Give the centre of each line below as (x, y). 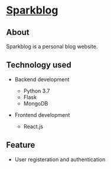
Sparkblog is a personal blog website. (52, 46)
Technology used (39, 65)
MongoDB (36, 103)
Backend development (42, 79)
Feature (21, 145)
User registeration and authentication (60, 159)
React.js (33, 126)
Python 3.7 (37, 91)
